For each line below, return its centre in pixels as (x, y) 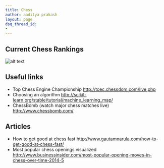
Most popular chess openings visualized (54, 149)
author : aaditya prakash (31, 15)
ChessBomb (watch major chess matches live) (61, 105)
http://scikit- (74, 94)
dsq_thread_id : (21, 24)
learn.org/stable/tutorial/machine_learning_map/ (63, 100)
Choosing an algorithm (36, 94)
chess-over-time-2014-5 (38, 160)
